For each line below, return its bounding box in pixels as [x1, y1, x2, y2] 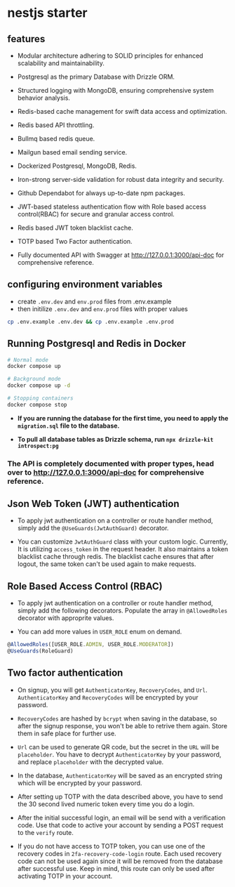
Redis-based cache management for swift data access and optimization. [17, 107, 227, 115]
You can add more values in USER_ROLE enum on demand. [17, 627, 182, 636]
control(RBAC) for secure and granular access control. [17, 210, 175, 218]
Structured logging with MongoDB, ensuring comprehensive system [17, 86, 214, 94]
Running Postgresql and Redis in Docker [7, 338, 187, 350]
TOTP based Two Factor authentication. [17, 237, 133, 245]
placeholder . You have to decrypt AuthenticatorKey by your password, [17, 750, 222, 758]
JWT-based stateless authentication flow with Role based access [17, 202, 207, 211]
